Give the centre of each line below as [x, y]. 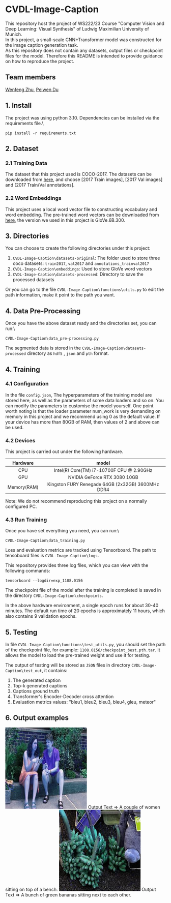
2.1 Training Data [26, 163]
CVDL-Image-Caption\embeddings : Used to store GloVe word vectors [82, 269]
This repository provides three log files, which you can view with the [77, 565]
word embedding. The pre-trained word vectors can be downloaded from [82, 215]
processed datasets [33, 280]
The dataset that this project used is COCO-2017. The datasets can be [79, 174]
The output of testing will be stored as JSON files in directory [68, 665]
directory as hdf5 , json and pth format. [68, 353]
